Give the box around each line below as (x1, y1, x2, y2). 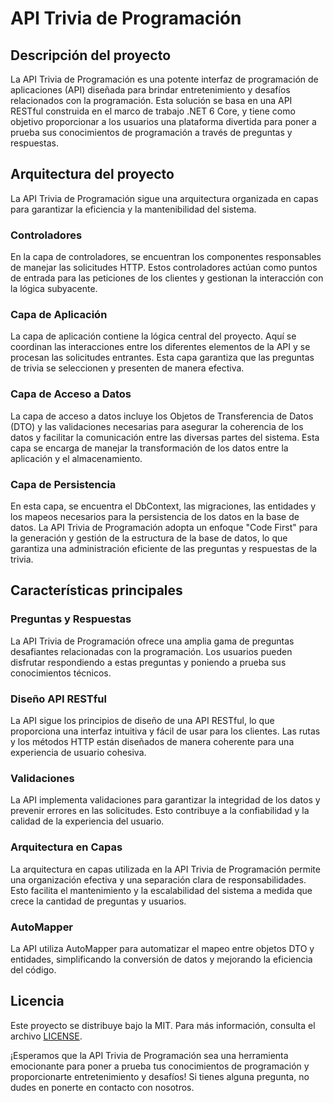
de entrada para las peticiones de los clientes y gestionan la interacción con (10, 272, 324, 284)
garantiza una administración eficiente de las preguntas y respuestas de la (10, 543, 318, 554)
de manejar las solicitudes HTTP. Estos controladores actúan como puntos (10, 262, 318, 274)
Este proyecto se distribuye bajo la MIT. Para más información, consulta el (10, 1019, 316, 1031)
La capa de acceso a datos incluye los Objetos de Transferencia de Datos (10, 410, 314, 422)
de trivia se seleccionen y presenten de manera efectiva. (10, 362, 245, 374)
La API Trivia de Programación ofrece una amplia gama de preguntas (10, 635, 295, 647)
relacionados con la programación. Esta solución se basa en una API (10, 95, 293, 106)
